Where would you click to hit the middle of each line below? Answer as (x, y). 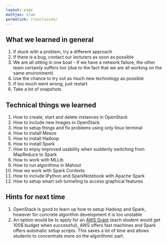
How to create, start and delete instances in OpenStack (70, 117)
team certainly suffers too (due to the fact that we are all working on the (88, 68)
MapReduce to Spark (35, 154)
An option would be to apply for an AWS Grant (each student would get (87, 220)
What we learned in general (50, 39)
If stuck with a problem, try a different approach (63, 52)
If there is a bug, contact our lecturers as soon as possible (73, 57)
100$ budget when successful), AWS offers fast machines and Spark (85, 225)
